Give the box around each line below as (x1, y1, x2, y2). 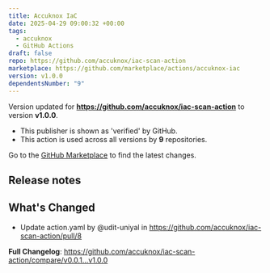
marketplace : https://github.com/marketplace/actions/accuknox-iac (8, 65, 241, 73)
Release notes (8, 173, 82, 187)
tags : (8, 27, 27, 35)
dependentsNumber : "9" (8, 79, 85, 87)
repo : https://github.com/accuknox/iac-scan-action (8, 57, 186, 65)
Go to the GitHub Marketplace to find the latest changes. (8, 150, 196, 160)
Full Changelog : (8, 246, 62, 256)
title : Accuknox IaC (8, 11, 78, 20)
